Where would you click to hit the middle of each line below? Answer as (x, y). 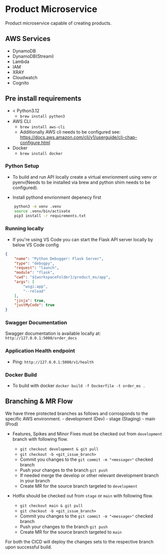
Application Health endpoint (40, 351)
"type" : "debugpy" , (34, 263)
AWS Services (28, 39)
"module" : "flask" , (34, 273)
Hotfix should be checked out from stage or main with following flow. (83, 495)
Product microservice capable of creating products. (58, 23)
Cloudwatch (25, 77)
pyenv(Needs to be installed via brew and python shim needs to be (81, 182)
